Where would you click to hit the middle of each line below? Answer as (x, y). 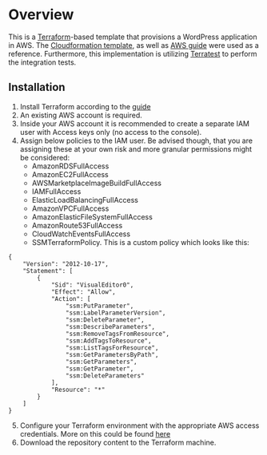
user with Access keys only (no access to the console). (111, 132)
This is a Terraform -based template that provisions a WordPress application (133, 37)
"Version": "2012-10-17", (66, 264)
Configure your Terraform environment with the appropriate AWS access (139, 425)
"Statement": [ (48, 271)
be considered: (45, 157)
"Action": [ (71, 299)
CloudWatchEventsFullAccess (81, 234)
